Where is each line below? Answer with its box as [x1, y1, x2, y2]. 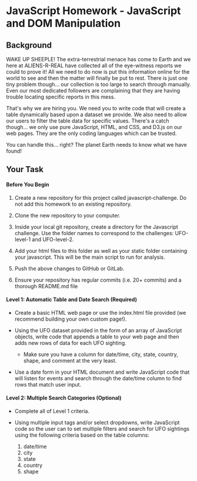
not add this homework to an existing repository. [14, 200, 132, 207]
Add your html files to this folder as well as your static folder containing [14, 247, 188, 254]
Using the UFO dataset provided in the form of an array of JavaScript [14, 327, 182, 334]
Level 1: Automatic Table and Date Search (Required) [6, 296, 137, 303]
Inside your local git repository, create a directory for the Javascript [14, 223, 178, 230]
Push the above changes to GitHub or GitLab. [14, 265, 125, 272]
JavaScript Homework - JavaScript [6, 4, 181, 18]
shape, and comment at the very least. [23, 357, 117, 364]
